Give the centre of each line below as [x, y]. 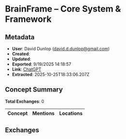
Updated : [21, 59]
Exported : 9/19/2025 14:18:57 [42, 64]
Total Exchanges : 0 [25, 101]
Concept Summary [34, 90]
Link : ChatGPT [27, 69]
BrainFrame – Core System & [63, 9]
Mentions [43, 113]
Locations [71, 113]
